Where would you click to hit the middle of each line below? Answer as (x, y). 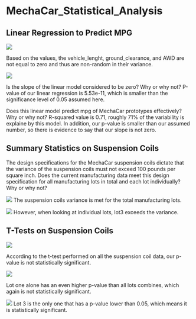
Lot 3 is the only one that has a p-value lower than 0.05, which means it (100, 304)
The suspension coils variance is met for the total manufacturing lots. (97, 200)
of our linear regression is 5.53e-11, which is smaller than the (94, 93)
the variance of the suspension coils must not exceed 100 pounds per (91, 169)
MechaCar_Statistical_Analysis (84, 11)
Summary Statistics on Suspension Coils (83, 148)
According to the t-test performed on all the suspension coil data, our (91, 256)
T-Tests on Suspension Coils (60, 231)
